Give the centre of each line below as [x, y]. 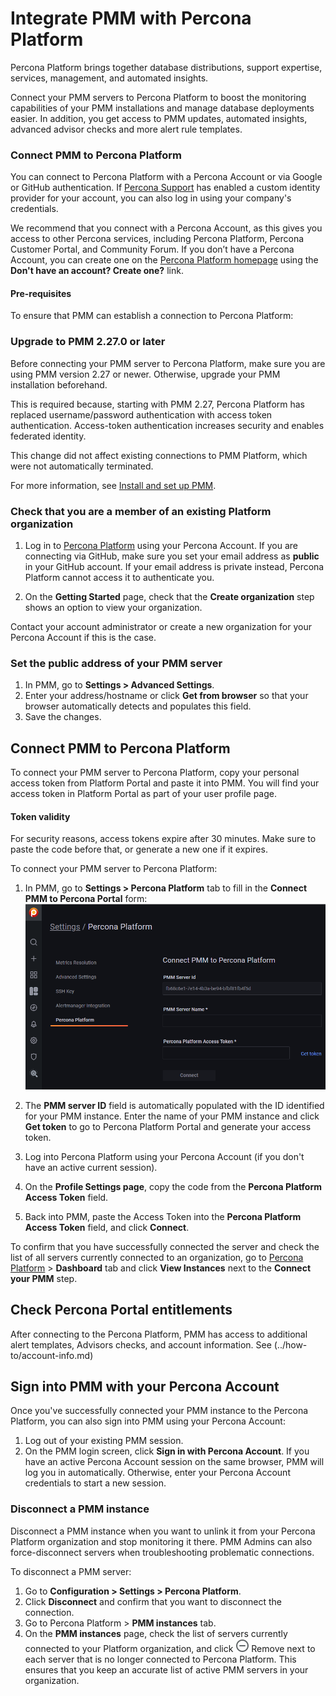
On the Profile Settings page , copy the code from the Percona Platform [173, 1186]
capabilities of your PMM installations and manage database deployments [162, 108]
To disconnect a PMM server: [71, 1571]
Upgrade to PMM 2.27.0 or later [88, 342]
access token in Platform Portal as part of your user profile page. [144, 794]
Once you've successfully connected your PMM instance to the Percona [159, 1411]
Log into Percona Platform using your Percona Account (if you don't [164, 1156]
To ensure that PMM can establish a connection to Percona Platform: [152, 316]
